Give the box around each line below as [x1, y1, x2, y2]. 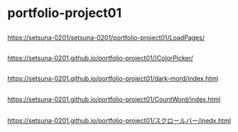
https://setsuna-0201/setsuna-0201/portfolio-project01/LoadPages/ [7, 33, 205, 42]
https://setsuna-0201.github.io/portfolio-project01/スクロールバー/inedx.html [7, 116, 232, 125]
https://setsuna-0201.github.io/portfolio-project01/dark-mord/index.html [7, 75, 219, 83]
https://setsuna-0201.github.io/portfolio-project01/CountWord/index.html [7, 94, 221, 104]
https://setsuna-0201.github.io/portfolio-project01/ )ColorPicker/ [7, 53, 194, 62]
